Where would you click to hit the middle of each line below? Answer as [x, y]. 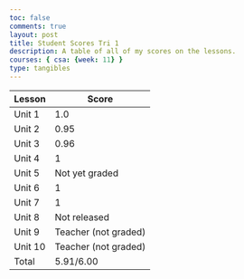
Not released [82, 216]
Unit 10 [30, 246]
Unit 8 [27, 216]
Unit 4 [27, 158]
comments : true [38, 26]
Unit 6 [27, 188]
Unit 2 [27, 129]
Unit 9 [27, 232]
